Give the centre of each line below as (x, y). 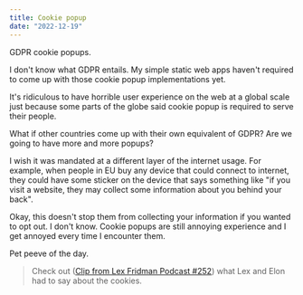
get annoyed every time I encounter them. (87, 235)
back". (21, 199)
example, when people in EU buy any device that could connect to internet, (149, 170)
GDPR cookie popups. (51, 52)
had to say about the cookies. (87, 281)
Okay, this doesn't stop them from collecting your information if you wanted (150, 216)
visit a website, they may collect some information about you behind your (146, 189)
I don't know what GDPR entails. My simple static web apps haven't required (151, 70)
